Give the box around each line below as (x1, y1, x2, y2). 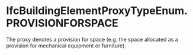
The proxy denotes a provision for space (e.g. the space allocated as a (6, 36, 179, 43)
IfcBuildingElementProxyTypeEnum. (6, 4, 188, 18)
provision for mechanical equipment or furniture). (6, 42, 126, 49)
